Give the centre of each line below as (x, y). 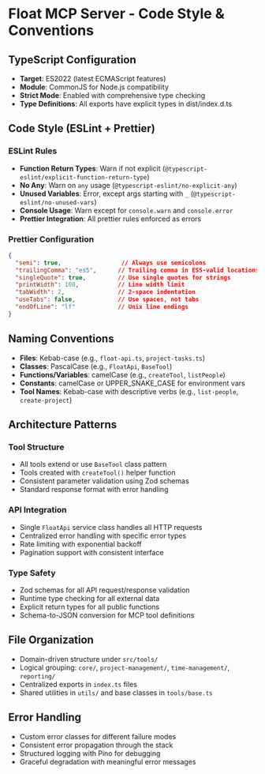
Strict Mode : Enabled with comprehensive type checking (112, 95)
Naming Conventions (61, 339)
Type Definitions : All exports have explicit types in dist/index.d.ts (126, 104)
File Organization (51, 640)
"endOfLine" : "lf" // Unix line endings (102, 307)
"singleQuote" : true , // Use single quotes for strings (123, 277)
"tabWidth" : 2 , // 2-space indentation (105, 292)
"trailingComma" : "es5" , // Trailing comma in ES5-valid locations (137, 270)
